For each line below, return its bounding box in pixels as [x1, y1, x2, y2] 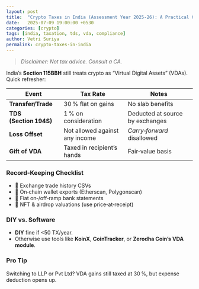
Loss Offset [9, 130, 43, 138]
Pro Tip [6, 256, 28, 265]
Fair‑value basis [127, 147, 172, 155]
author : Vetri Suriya [6, 36, 60, 42]
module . [14, 242, 36, 249]
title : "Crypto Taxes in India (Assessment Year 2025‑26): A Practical [6, 14, 190, 20]
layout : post [6, 8, 38, 15]
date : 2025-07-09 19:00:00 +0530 [6, 20, 94, 25]
